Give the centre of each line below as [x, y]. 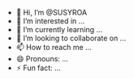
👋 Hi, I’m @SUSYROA [52, 12]
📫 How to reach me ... [54, 47]
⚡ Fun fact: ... [38, 68]
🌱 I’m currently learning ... [59, 29]
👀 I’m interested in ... [50, 21]
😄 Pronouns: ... [42, 59]
